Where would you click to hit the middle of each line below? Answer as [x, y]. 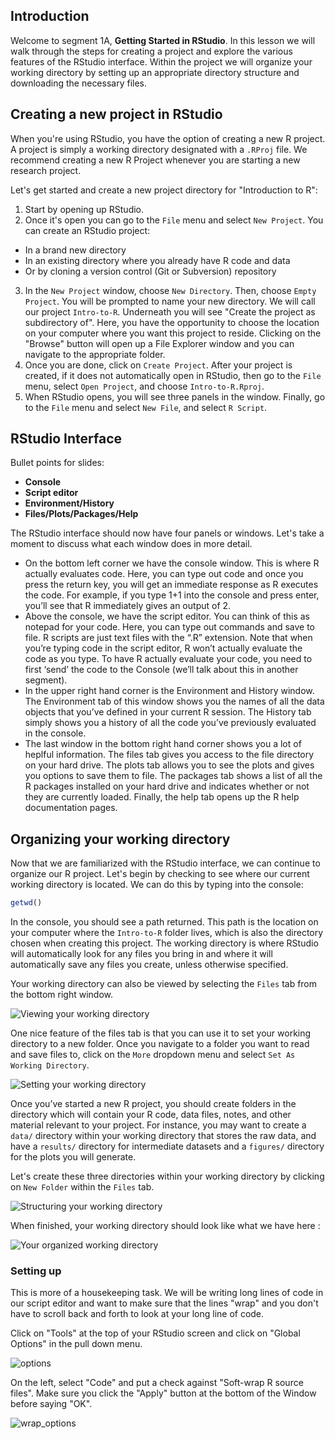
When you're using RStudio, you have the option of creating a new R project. [168, 138]
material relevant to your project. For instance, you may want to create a [158, 1125]
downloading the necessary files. [79, 83]
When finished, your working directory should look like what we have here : [165, 1226]
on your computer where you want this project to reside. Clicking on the [173, 333]
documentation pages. [71, 808]
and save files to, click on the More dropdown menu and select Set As [153, 1055]
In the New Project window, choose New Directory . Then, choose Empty [170, 290]
